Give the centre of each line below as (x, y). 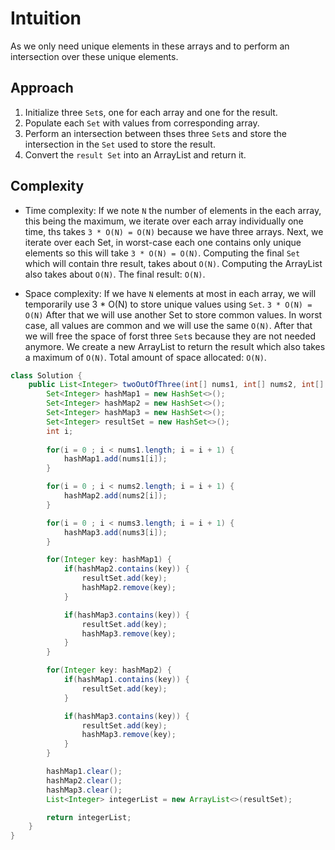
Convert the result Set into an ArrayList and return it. (135, 154)
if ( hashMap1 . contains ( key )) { (126, 680)
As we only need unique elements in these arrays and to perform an (150, 46)
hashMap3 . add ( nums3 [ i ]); (115, 532)
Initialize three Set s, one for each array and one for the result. (151, 112)
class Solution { (46, 375)
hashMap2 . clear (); (84, 780)
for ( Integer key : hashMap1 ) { (109, 560)
